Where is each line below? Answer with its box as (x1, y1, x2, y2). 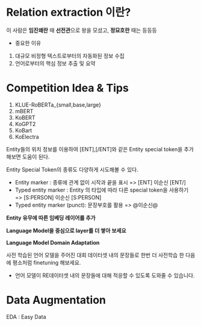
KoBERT (14, 114, 36, 121)
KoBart (14, 127, 32, 134)
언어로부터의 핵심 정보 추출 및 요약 (14, 60, 96, 67)
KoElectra (14, 133, 39, 140)
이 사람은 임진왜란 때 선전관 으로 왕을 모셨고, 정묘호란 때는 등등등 (6, 27, 158, 34)
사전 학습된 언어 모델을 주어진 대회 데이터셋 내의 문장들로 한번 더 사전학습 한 (6, 251, 185, 259)
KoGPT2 (14, 120, 36, 127)
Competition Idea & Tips (6, 81, 129, 95)
